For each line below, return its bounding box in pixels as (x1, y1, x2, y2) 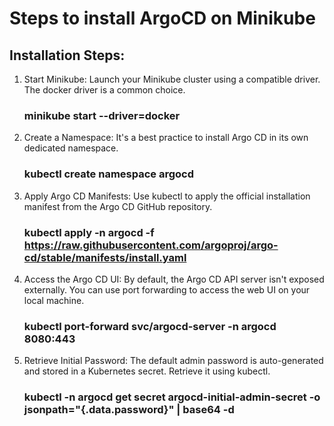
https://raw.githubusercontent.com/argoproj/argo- (23, 238, 279, 252)
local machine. (23, 294, 85, 306)
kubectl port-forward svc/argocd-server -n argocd (23, 319, 277, 333)
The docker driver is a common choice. (23, 84, 186, 96)
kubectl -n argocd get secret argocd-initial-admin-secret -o (23, 390, 321, 404)
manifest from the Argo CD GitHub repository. (23, 200, 213, 212)
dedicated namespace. (23, 142, 119, 154)
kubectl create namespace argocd (23, 167, 195, 181)
